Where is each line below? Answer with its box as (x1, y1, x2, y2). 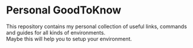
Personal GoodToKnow (6, 4, 122, 17)
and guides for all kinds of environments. (6, 29, 106, 36)
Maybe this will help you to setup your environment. (6, 35, 132, 42)
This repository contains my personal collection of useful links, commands (6, 23, 187, 30)
